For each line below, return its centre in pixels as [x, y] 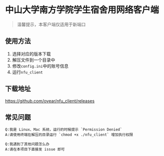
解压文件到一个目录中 [33, 60]
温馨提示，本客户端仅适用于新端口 [51, 24]
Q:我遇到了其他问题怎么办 [27, 144]
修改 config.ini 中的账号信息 [40, 66]
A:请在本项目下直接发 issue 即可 [35, 149]
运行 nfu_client [27, 72]
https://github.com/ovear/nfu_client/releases [50, 101]
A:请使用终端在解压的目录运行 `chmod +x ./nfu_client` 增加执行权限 [69, 135]
